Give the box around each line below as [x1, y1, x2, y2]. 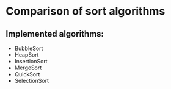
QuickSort [14, 71, 40, 77]
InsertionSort [14, 58, 48, 65]
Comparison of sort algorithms [5, 4, 166, 18]
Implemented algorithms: [5, 29, 104, 39]
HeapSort [14, 51, 39, 59]
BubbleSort [14, 44, 43, 52]
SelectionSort [14, 77, 49, 84]
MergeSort [14, 64, 42, 71]
